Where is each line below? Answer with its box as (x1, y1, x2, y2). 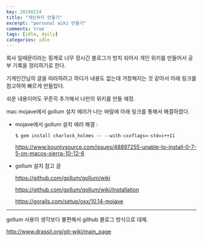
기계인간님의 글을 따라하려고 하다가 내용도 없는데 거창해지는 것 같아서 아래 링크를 (6, 75, 197, 82)
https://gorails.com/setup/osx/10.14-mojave (14, 198, 124, 205)
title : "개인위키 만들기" (6, 14, 63, 21)
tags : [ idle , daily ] (6, 31, 59, 37)
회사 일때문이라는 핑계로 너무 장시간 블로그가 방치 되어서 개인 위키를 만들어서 (6, 54, 187, 61)
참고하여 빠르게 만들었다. (6, 82, 65, 89)
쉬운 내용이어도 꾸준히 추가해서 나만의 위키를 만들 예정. (6, 95, 135, 102)
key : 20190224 (6, 8, 42, 15)
